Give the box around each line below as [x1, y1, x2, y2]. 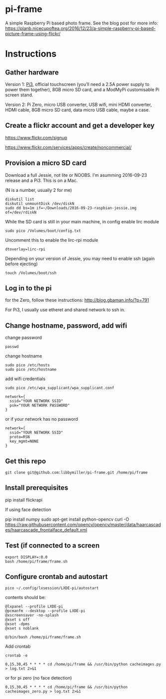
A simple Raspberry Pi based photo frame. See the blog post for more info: [5, 20, 158, 26]
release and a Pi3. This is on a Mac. [5, 177, 78, 183]
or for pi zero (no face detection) [5, 675, 72, 681]
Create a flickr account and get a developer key [5, 121, 155, 130]
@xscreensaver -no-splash [5, 613, 59, 618]
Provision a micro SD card [5, 159, 86, 167]
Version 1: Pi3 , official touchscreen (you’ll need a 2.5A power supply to [5, 81, 150, 87]
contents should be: [5, 595, 46, 601]
